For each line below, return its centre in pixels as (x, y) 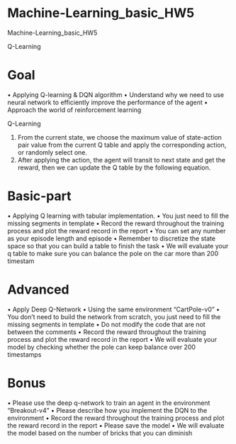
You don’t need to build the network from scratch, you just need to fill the (114, 316)
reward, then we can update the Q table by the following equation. (114, 167)
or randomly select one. (52, 152)
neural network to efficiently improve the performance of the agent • (108, 102)
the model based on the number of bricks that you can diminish (100, 433)
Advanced (38, 289)
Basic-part (40, 196)
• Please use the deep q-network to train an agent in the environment (109, 403)
